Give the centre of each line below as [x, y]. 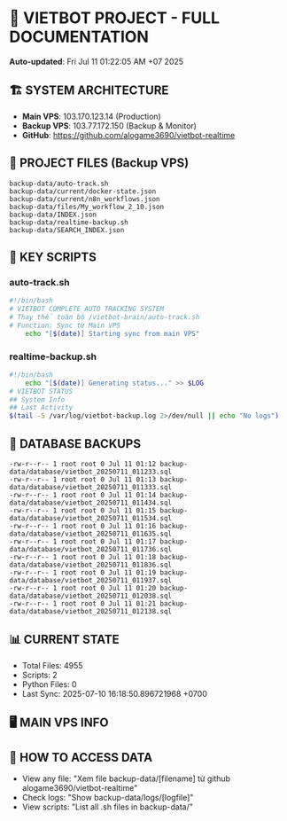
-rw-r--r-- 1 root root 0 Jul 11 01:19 [83, 572]
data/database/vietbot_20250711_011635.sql [91, 534]
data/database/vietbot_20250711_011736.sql [91, 549]
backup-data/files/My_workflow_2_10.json [87, 207]
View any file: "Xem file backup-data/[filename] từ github [126, 778]
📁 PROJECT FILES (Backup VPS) [99, 163]
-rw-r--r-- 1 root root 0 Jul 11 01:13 [83, 479]
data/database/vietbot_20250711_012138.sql [91, 611]
